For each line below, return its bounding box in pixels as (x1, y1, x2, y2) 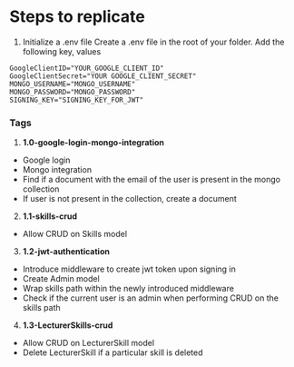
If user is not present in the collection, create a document (22, 193, 238, 204)
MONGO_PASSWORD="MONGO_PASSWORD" (9, 87, 136, 96)
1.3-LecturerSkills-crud (22, 320, 113, 331)
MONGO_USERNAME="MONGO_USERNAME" (9, 79, 136, 88)
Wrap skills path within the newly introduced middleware (22, 283, 234, 294)
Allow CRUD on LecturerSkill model (22, 338, 155, 349)
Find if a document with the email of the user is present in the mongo (22, 174, 281, 185)
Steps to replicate (9, 6, 145, 27)
